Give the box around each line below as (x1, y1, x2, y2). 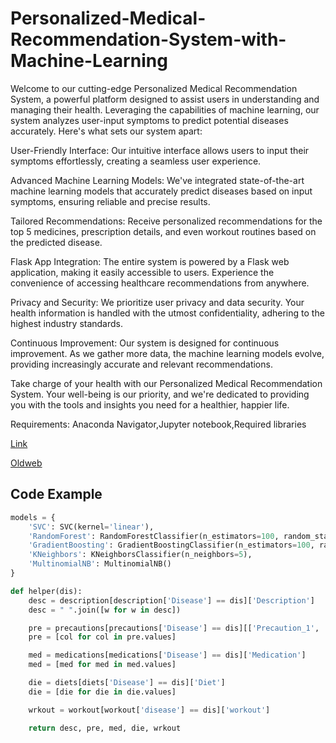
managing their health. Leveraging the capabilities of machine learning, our (10, 103, 320, 116)
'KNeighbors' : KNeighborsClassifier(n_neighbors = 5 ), (28, 550, 253, 560)
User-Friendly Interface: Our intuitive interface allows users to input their (10, 144, 310, 156)
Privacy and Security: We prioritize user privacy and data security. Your (10, 296, 305, 308)
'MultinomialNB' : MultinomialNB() (28, 559, 172, 569)
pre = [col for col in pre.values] (28, 632, 177, 642)
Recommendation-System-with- (10, 28, 287, 51)
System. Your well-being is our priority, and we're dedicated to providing (10, 388, 310, 400)
